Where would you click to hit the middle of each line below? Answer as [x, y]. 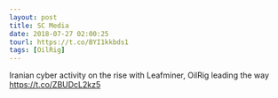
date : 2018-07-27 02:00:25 [59, 34]
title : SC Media [39, 26]
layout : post [33, 17]
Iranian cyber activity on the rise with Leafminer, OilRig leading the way [139, 75]
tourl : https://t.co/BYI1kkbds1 [69, 42]
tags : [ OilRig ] [37, 50]
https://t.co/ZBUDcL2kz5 [55, 85]
